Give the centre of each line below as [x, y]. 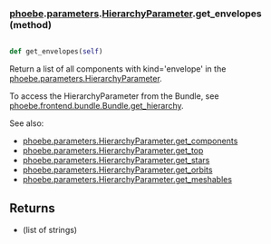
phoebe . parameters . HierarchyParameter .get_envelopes [135, 14]
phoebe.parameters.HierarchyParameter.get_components [130, 141]
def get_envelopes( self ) [56, 52]
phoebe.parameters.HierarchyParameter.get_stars [116, 161]
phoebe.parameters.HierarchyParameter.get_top [113, 151]
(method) [31, 24]
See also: [27, 123]
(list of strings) [50, 229]
